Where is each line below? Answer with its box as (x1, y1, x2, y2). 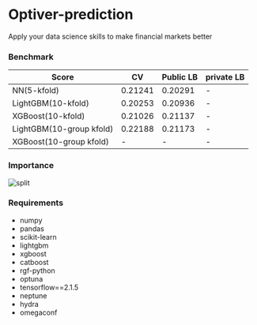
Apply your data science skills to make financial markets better (8, 32, 213, 41)
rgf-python (19, 266, 55, 275)
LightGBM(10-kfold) (12, 98, 89, 109)
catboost (19, 257, 49, 267)
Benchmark (8, 51, 54, 62)
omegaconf (19, 308, 58, 317)
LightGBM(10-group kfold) (12, 124, 114, 135)
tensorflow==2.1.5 (19, 282, 79, 292)
